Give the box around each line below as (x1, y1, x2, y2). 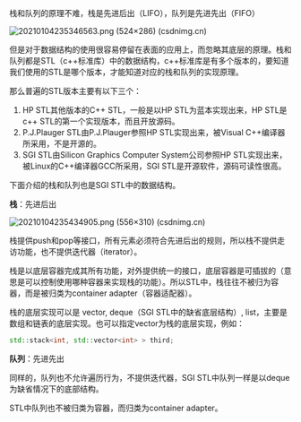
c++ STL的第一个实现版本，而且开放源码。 (21, 116, 181, 126)
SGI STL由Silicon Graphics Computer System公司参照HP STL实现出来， (21, 150, 288, 159)
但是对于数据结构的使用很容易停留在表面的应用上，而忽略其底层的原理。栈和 (9, 44, 292, 55)
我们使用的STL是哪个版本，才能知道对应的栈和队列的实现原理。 (9, 66, 244, 77)
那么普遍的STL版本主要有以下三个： (9, 86, 142, 96)
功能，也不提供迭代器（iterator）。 (16, 246, 142, 257)
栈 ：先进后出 (9, 199, 56, 209)
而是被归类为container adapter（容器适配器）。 (24, 288, 197, 298)
